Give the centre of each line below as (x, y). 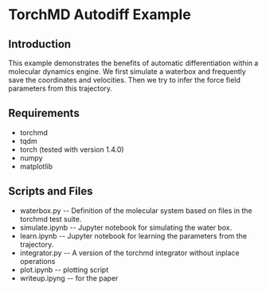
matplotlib (36, 166)
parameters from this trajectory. (61, 88)
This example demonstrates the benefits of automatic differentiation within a (133, 63)
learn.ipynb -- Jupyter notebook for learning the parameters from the (133, 235)
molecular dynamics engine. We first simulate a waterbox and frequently (127, 72)
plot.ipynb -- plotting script (64, 270)
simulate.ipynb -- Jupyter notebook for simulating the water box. (126, 227)
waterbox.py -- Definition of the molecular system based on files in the (136, 210)
